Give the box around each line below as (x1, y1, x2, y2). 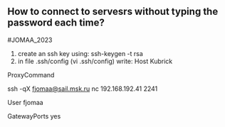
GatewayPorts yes (7, 111, 61, 120)
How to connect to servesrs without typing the (7, 6, 219, 18)
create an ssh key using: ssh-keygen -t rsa (17, 49, 144, 57)
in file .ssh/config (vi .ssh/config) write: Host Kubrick (17, 57, 173, 65)
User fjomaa (7, 98, 44, 106)
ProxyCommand (7, 70, 55, 79)
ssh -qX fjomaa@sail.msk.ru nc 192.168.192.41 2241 (7, 84, 158, 93)
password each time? (7, 17, 105, 29)
